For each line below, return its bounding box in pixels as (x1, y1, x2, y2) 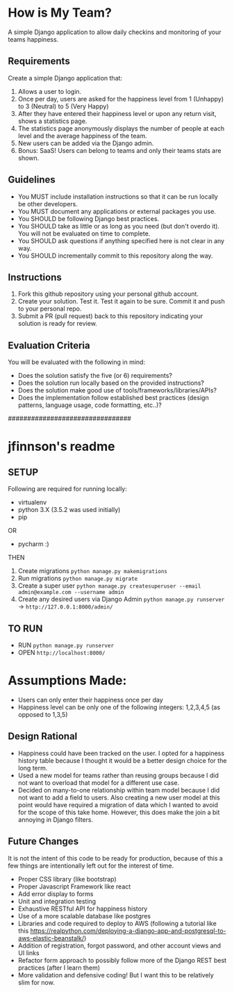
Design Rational (8, 731, 78, 743)
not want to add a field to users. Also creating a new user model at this (17, 793, 221, 802)
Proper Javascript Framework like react (17, 882, 131, 891)
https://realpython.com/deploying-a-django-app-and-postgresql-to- (30, 926, 226, 935)
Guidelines (8, 174, 56, 185)
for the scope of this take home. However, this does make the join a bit (17, 808, 220, 816)
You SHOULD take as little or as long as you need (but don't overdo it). (17, 222, 220, 230)
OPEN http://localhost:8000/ (17, 648, 106, 656)
